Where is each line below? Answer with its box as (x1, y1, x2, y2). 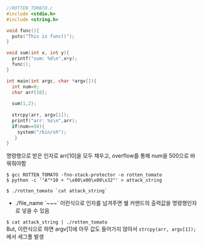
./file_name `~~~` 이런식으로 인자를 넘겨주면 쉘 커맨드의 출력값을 (15, 200, 171, 207)
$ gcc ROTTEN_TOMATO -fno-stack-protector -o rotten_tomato (6, 172, 163, 178)
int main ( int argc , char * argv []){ (6, 78, 97, 84)
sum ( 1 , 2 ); (12, 101, 37, 107)
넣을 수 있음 (21, 207, 50, 214)
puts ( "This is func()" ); (12, 33, 75, 39)
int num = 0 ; (12, 84, 40, 90)
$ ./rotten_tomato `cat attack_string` (6, 188, 108, 194)
